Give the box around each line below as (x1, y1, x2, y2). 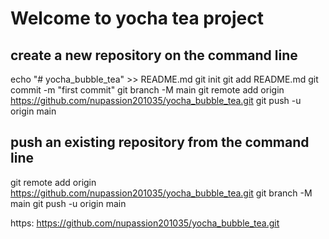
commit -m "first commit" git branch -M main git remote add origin (10, 84, 285, 96)
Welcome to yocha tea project (10, 7, 264, 30)
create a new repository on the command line (10, 47, 298, 64)
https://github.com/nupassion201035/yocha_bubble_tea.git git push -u (10, 95, 302, 106)
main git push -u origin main (10, 197, 127, 209)
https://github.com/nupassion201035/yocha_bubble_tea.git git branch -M (10, 187, 313, 199)
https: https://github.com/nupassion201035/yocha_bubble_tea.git (10, 217, 280, 229)
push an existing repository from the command (10, 134, 310, 151)
